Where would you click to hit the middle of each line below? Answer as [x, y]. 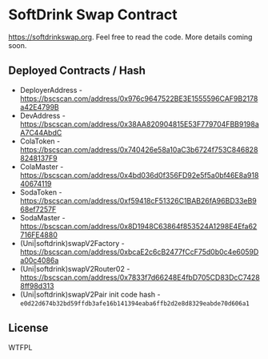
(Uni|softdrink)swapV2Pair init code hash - [90, 294]
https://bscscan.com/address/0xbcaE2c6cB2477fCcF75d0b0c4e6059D [139, 252]
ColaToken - [40, 141]
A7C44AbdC [41, 132]
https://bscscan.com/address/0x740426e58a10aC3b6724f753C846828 [139, 149]
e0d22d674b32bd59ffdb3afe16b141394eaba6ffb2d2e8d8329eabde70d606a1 [134, 303]
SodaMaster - [42, 217]
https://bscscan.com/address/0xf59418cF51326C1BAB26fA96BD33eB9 [138, 200]
